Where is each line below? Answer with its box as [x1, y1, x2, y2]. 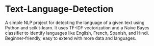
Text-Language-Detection [5, 3, 114, 15]
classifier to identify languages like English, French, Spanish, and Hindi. [5, 30, 149, 36]
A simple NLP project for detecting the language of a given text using [5, 20, 145, 25]
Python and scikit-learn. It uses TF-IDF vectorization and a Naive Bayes [5, 24, 150, 30]
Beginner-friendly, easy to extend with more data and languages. [5, 35, 136, 41]
